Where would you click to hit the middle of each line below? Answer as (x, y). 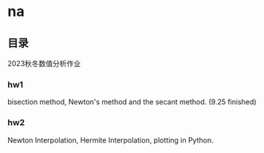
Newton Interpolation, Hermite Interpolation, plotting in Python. (110, 140)
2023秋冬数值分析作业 (44, 63)
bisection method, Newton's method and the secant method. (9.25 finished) (132, 102)
